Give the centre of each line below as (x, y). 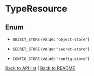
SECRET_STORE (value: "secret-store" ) (51, 49)
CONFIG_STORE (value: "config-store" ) (51, 58)
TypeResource (36, 9)
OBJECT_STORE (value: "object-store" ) (51, 39)
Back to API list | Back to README (40, 68)
